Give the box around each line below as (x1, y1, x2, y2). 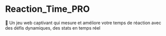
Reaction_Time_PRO (5, 3, 90, 15)
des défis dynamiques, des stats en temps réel (5, 25, 101, 31)
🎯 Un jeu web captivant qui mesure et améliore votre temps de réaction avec (5, 20, 162, 26)
